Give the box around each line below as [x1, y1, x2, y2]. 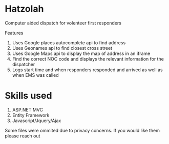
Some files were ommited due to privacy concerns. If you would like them [5, 127, 160, 133]
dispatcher [12, 61, 35, 67]
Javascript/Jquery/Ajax [12, 118, 61, 124]
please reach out [5, 133, 40, 139]
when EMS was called [12, 72, 59, 78]
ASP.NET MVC [12, 106, 43, 112]
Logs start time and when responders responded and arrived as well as [12, 67, 163, 73]
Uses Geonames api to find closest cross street [12, 45, 113, 51]
